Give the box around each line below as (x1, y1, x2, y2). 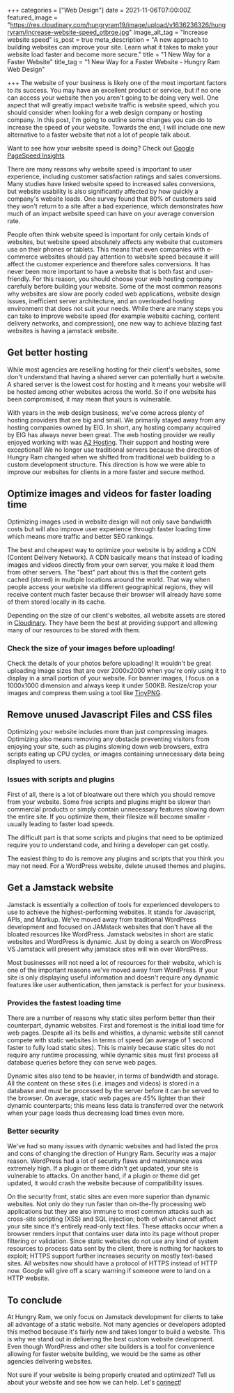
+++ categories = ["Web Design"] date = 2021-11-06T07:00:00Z (7, 6, 192, 14)
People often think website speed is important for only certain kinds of (7, 230, 209, 238)
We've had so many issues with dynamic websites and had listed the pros (7, 1142, 219, 1150)
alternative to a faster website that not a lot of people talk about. (7, 130, 192, 139)
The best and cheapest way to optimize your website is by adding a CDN (7, 545, 217, 554)
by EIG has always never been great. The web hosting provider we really (7, 430, 215, 439)
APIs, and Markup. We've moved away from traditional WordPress (7, 915, 196, 923)
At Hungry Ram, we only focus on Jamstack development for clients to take (7, 1313, 224, 1321)
